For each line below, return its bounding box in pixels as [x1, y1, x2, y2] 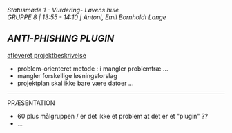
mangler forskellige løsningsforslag [17, 71, 117, 80]
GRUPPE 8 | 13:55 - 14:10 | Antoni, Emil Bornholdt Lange [7, 13, 167, 21]
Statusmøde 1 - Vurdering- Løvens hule [7, 6, 119, 14]
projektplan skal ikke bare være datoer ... [17, 79, 134, 87]
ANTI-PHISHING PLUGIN [7, 33, 115, 45]
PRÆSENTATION [7, 99, 55, 107]
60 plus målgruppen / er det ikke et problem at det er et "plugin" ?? [17, 112, 209, 120]
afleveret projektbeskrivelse [7, 51, 86, 59]
